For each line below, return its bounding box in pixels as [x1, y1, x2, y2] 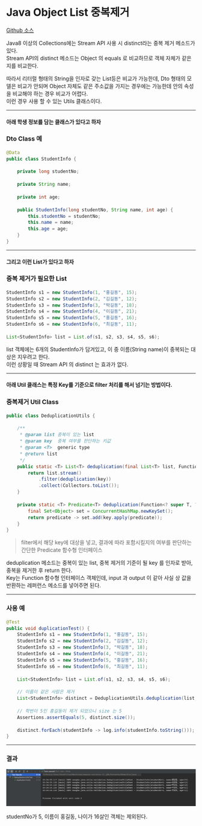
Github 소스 [6, 27, 34, 34]
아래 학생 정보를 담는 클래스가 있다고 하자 [6, 118, 101, 125]
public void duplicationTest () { [6, 625, 90, 631]
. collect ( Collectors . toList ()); [38, 483, 120, 489]
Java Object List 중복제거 [6, 5, 130, 19]
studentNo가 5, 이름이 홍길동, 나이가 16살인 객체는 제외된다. [6, 813, 148, 820]
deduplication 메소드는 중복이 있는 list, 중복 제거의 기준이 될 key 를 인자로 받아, [6, 559, 193, 567]
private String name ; [17, 182, 71, 188]
